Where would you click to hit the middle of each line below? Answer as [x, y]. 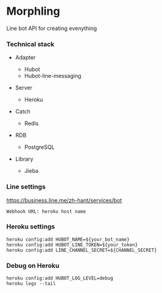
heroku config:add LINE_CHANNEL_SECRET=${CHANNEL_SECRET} [82, 250]
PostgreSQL [39, 147]
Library [24, 159]
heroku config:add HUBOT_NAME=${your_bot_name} [68, 239]
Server [24, 88]
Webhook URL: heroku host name [46, 211]
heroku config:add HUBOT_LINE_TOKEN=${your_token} [72, 245]
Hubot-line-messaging [53, 76]
